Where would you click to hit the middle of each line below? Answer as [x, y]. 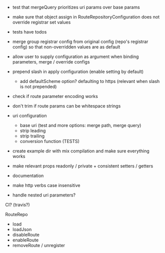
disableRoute [26, 235]
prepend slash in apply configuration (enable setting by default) [78, 71]
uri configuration [29, 115]
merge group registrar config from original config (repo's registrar [80, 41]
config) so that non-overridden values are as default [66, 47]
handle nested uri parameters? [44, 195]
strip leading [33, 130]
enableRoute [25, 240]
